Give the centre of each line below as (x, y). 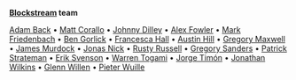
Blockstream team (43, 13)
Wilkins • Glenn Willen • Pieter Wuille (77, 67)
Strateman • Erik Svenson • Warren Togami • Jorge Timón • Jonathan (137, 58)
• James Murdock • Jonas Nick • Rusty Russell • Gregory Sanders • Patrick (148, 48)
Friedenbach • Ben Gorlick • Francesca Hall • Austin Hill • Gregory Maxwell (148, 39)
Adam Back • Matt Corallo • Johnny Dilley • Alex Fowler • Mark (125, 29)
